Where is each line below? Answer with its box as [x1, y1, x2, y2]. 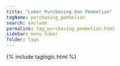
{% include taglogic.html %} [6, 53, 77, 60]
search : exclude [6, 20, 47, 26]
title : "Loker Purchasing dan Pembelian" [6, 8, 113, 15]
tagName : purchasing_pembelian [6, 14, 85, 20]
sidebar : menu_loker [6, 31, 59, 37]
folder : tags [6, 37, 39, 43]
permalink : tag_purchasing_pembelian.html [6, 25, 115, 32]
